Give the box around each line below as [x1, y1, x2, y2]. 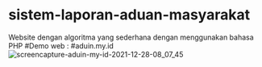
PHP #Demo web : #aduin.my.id [8, 40, 114, 50]
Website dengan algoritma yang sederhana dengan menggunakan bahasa [8, 32, 254, 42]
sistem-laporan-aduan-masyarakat [8, 6, 251, 24]
